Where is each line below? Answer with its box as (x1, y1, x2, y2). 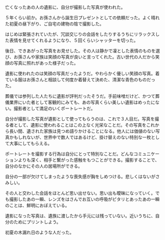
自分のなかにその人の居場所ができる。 (5, 163, 82, 169)
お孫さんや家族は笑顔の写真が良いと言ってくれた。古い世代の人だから (13, 54, 156, 60)
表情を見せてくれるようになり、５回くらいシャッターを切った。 (9, 37, 138, 43)
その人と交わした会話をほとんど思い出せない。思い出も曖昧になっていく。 (5, 190, 156, 196)
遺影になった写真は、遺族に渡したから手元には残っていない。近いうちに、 (5, 213, 156, 218)
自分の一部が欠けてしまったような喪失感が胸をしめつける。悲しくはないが (5, 174, 156, 179)
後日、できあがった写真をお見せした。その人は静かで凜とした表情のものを (5, 48, 156, 53)
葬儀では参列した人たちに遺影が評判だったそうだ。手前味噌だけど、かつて (5, 93, 156, 99)
